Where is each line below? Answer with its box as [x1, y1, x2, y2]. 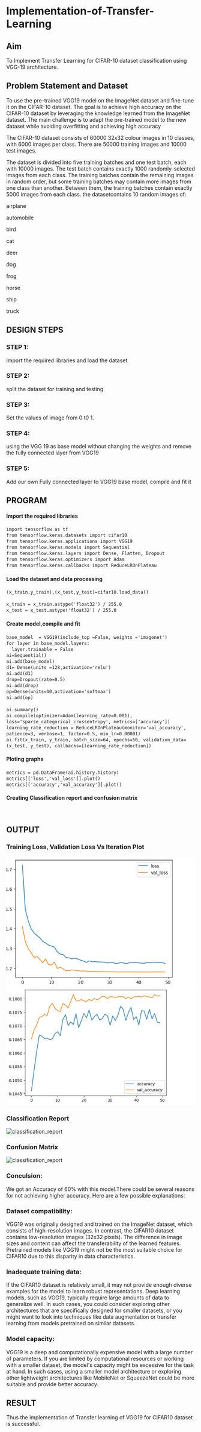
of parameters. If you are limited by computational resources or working [6, 1355, 184, 1362]
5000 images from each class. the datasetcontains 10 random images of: [6, 190, 187, 198]
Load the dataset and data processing [6, 575, 103, 582]
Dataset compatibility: [6, 1207, 73, 1215]
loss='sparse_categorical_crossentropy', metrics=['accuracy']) [6, 718, 170, 724]
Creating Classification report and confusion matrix [6, 794, 138, 802]
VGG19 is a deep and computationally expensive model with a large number [6, 1348, 193, 1355]
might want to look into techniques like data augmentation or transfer [6, 1313, 177, 1321]
